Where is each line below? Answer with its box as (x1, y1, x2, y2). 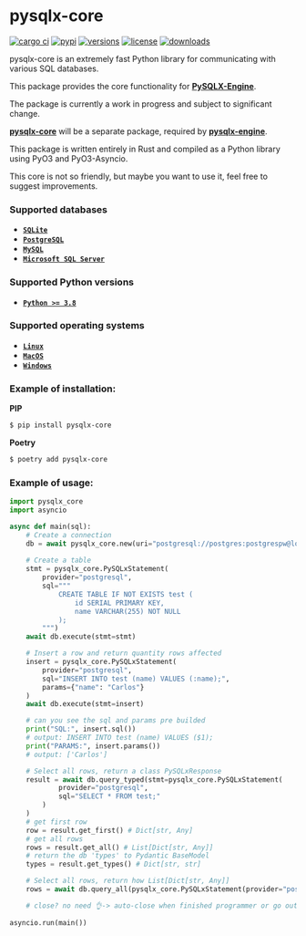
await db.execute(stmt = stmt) (25, 632, 137, 641)
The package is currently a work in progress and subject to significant (9, 98, 272, 109)
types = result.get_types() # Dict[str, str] (25, 859, 202, 869)
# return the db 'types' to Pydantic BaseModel (25, 851, 209, 860)
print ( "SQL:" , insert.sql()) (25, 724, 137, 734)
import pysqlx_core (9, 497, 84, 506)
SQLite (22, 225, 48, 235)
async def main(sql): (9, 522, 92, 531)
